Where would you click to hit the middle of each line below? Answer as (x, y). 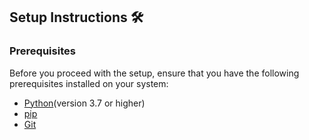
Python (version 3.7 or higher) (84, 103)
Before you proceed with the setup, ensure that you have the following (154, 73)
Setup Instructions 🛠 (76, 17)
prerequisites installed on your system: (89, 83)
